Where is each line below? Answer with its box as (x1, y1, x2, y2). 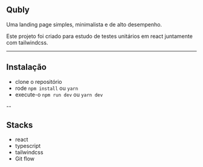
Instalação (6, 62, 47, 72)
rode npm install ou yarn (14, 84, 79, 92)
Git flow (14, 155, 35, 162)
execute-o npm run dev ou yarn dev (14, 90, 103, 98)
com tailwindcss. (6, 39, 48, 46)
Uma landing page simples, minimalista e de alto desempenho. (6, 20, 162, 28)
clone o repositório (14, 78, 62, 85)
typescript (14, 142, 41, 150)
